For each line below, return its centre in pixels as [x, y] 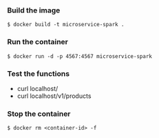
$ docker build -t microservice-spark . [66, 25]
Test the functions [39, 73]
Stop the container [39, 114]
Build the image [34, 10]
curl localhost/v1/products [54, 96]
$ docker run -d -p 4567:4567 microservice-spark [80, 56]
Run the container [38, 42]
